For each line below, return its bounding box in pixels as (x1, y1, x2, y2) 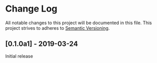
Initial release (5, 53, 33, 59)
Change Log (5, 3, 57, 15)
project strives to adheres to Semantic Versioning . (5, 25, 110, 31)
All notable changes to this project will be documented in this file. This (5, 20, 152, 26)
